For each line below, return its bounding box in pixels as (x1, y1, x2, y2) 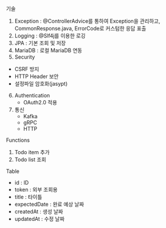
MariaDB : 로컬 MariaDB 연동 (14, 47, 82, 54)
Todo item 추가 (14, 149, 50, 155)
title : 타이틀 (14, 193, 43, 200)
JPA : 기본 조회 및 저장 (14, 40, 66, 46)
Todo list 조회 (14, 156, 47, 163)
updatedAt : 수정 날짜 (14, 216, 65, 222)
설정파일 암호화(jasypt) (14, 80, 68, 87)
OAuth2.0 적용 (23, 99, 57, 106)
